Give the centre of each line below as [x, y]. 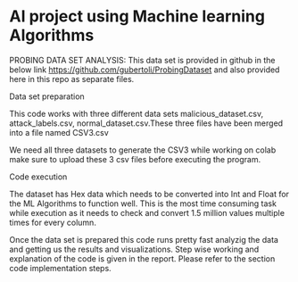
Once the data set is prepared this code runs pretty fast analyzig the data [144, 239]
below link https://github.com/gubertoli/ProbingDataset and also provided [145, 70]
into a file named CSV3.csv [59, 132]
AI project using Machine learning [137, 17]
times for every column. [53, 222]
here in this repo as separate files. [72, 79]
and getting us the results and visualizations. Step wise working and [134, 249]
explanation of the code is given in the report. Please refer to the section [142, 258]
